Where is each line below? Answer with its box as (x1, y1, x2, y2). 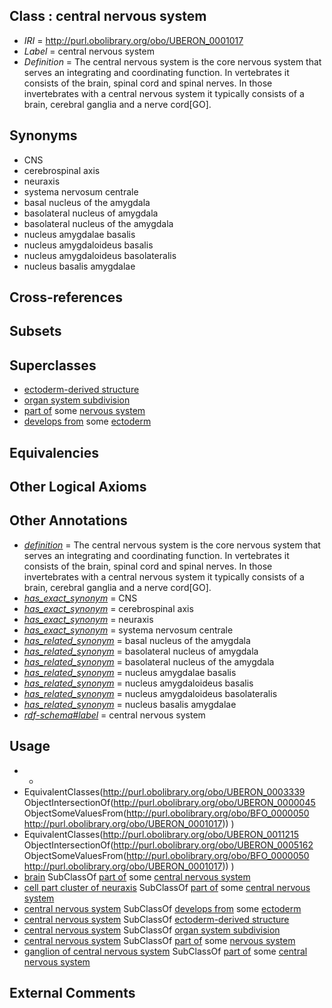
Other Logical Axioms (9, 479, 147, 495)
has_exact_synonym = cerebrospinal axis (23, 602, 194, 614)
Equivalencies (9, 444, 99, 461)
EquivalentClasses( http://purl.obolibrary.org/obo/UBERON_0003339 (23, 785, 306, 798)
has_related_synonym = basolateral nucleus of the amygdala (23, 655, 275, 668)
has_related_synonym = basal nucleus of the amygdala (23, 634, 251, 646)
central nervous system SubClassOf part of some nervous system (23, 934, 296, 946)
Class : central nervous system (9, 8, 207, 25)
